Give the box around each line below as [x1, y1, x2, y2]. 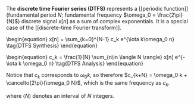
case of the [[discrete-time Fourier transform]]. [6, 24, 122, 31]
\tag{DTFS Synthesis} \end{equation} [6, 42, 98, 49]
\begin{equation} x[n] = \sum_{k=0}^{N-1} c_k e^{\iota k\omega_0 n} [6, 36, 175, 42]
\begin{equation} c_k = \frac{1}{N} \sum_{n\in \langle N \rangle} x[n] [6, 54, 174, 60]
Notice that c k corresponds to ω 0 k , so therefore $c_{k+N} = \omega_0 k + [6, 72, 187, 80]
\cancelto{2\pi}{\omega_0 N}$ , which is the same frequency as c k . [6, 79, 170, 88]
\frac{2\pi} [157, 11, 183, 18]
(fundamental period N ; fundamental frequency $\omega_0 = [6, 11, 156, 18]
